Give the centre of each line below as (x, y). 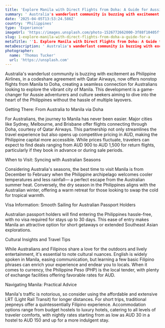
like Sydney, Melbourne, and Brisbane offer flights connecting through (76, 124)
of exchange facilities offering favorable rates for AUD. (60, 275)
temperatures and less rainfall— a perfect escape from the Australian (75, 180)
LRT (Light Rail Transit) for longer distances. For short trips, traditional (76, 300)
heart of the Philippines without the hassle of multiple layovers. (69, 100)
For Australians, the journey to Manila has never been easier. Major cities (79, 119)
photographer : (20, 51)
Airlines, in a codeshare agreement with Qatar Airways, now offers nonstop (81, 79)
